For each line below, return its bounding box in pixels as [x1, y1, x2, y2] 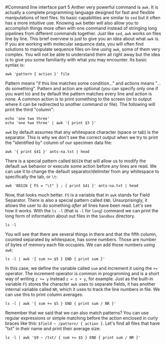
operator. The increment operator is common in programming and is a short [5, 271, 160, 276]
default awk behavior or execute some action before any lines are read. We [5, 163, 157, 169]
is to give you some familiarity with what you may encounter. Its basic [5, 57, 147, 62]
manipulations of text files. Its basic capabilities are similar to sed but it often [5, 15, 161, 20]
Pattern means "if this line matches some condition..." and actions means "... [5, 80, 161, 86]
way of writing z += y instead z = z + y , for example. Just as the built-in [5, 276, 154, 282]
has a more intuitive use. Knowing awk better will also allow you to [5, 20, 139, 26]
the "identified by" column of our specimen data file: [5, 140, 112, 146]
